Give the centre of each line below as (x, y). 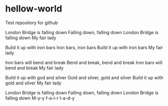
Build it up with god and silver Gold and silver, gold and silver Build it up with (84, 77)
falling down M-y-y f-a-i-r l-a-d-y (40, 98)
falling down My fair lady (31, 38)
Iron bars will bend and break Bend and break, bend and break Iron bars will (84, 62)
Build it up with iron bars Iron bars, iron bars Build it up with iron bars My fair (84, 47)
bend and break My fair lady (34, 68)
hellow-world (34, 9)
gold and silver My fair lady (33, 83)
